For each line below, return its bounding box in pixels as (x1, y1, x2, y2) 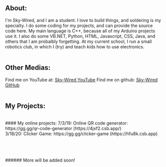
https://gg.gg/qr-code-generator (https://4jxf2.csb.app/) (5, 126, 122, 132)
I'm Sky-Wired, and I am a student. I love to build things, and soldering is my (5, 17, 161, 23)
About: (5, 4, 27, 12)
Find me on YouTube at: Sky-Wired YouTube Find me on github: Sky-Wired (5, 77, 158, 83)
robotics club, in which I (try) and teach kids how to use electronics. (5, 43, 145, 49)
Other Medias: (5, 63, 51, 72)
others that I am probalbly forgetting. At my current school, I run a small (5, 38, 152, 44)
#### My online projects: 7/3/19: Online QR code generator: (5, 120, 128, 126)
